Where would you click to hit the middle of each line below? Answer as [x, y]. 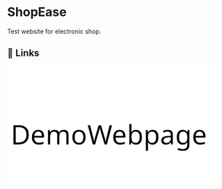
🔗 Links [23, 53]
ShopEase [37, 12]
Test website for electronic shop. [54, 31]
